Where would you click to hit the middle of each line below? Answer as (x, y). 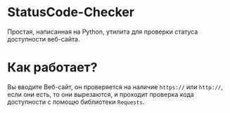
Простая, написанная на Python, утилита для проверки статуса (103, 32)
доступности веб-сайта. (44, 39)
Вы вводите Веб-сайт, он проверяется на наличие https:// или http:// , (115, 87)
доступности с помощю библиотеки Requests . (76, 102)
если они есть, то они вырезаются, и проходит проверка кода (101, 94)
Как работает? (52, 68)
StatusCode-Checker (71, 12)
